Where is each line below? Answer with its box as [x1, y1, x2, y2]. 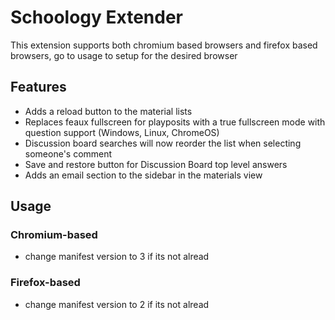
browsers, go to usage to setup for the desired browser [10, 49, 238, 61]
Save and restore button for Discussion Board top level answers [24, 158, 288, 170]
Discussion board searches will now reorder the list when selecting [24, 137, 302, 149]
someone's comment [24, 147, 113, 160]
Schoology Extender [10, 6, 183, 29]
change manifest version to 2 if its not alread [24, 298, 210, 310]
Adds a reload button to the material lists [24, 105, 193, 117]
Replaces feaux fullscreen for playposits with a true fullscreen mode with [24, 116, 326, 128]
